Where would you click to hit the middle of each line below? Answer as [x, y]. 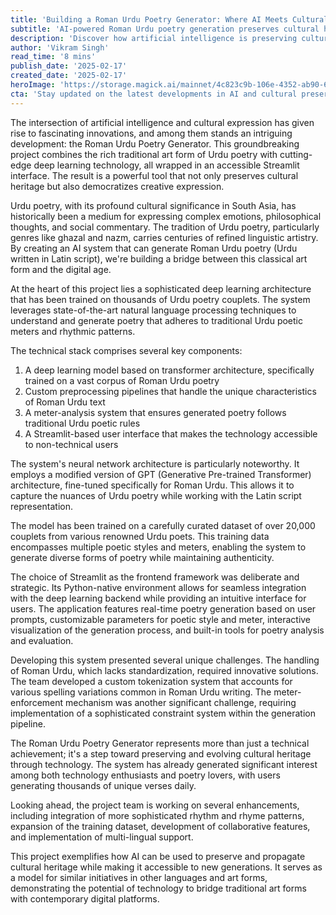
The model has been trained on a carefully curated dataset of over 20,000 [163, 525]
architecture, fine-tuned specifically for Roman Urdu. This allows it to [152, 485]
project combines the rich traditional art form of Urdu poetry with [144, 154]
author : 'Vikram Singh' [60, 47]
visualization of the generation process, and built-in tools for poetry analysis [167, 630]
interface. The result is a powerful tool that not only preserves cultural [154, 175]
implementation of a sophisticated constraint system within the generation [163, 713]
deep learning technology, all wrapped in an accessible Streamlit [166, 165]
